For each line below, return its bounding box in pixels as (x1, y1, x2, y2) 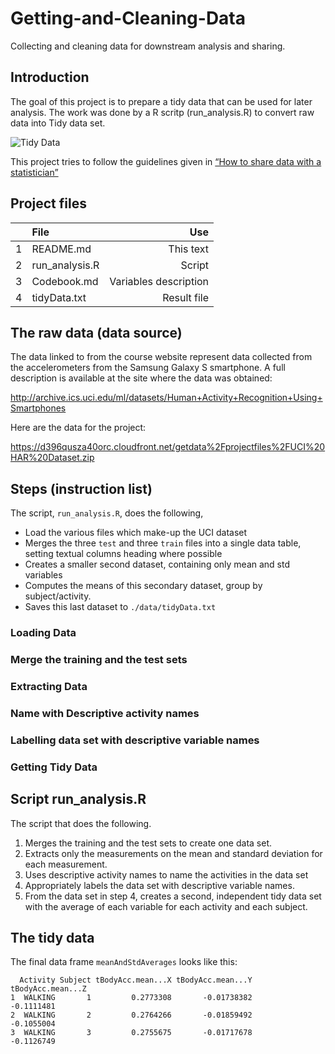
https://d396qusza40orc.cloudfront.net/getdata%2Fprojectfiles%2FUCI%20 (10, 441, 326, 453)
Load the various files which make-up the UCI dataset (24, 527, 248, 539)
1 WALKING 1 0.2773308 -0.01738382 (10, 993, 253, 1003)
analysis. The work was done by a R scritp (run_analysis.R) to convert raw (10, 106, 315, 118)
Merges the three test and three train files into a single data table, (24, 537, 302, 549)
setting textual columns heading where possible (24, 548, 223, 560)
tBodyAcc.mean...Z (10, 984, 87, 994)
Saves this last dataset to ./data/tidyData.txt (24, 601, 217, 613)
